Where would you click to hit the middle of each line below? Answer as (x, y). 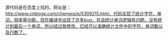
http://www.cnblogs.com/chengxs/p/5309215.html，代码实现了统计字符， (81, 13)
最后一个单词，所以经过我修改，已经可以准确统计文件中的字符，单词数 (86, 26)
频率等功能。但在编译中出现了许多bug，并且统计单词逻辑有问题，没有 (86, 20)
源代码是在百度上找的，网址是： (38, 7)
